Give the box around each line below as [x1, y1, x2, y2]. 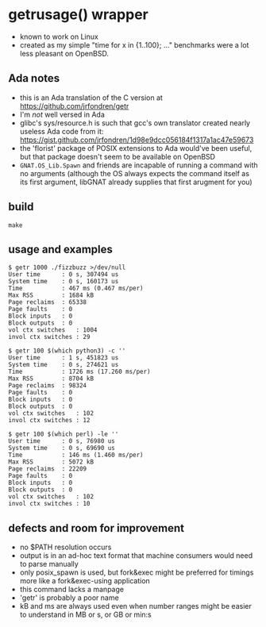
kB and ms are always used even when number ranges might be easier [19, 602, 252, 611]
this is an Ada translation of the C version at [19, 93, 163, 102]
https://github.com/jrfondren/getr [19, 101, 129, 110]
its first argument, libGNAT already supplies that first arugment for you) [19, 177, 253, 187]
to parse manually [19, 560, 79, 569]
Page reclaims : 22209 [8, 465, 87, 473]
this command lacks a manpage [19, 585, 125, 594]
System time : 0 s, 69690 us [8, 444, 115, 452]
